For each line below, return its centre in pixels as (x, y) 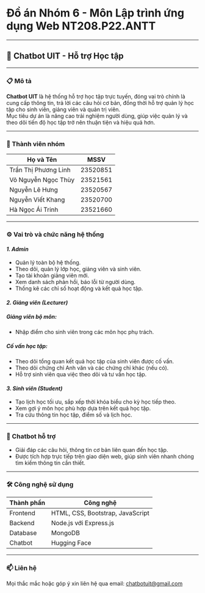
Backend (22, 523)
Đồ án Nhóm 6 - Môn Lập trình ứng (95, 13)
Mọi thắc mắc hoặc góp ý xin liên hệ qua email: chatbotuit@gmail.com (95, 584)
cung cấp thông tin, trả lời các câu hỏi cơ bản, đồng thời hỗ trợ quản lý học (100, 103)
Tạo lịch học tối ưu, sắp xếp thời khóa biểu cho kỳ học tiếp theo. (95, 402)
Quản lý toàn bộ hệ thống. (48, 263)
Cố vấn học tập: (27, 346)
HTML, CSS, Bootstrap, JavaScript (100, 513)
